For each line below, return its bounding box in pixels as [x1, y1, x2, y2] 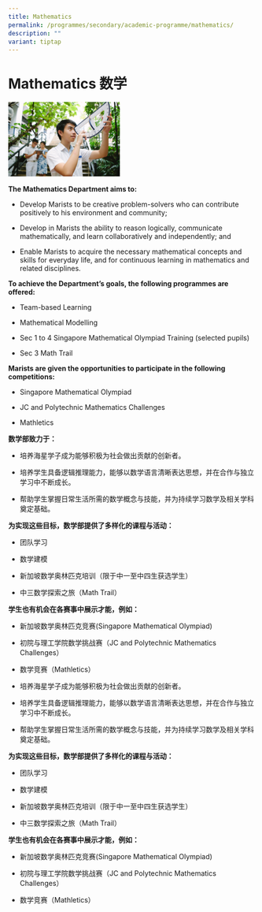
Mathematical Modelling [19, 318, 98, 327]
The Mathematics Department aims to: [8, 184, 138, 194]
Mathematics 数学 [8, 75, 127, 93]
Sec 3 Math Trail [19, 348, 73, 358]
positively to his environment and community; [19, 208, 168, 218]
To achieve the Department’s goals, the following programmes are [8, 279, 229, 288]
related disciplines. [19, 264, 81, 274]
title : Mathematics [8, 13, 72, 20]
